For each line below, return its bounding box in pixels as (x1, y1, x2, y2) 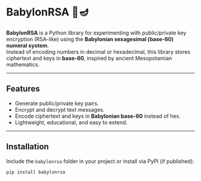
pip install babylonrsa (6, 169, 66, 175)
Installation (6, 142, 49, 152)
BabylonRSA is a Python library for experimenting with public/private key (6, 29, 187, 36)
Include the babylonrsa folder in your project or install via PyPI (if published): (6, 157, 194, 165)
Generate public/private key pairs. (14, 100, 99, 107)
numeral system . (6, 42, 49, 49)
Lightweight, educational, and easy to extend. (14, 118, 127, 126)
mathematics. (6, 61, 40, 68)
